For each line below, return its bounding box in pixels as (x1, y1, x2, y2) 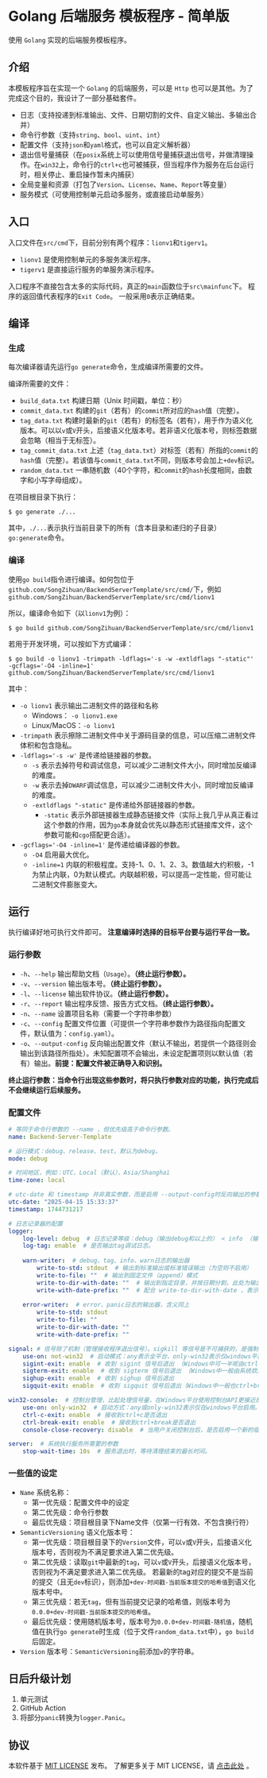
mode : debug (8, 1154, 48, 1163)
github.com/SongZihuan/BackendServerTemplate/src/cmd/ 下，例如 (8, 584, 222, 594)
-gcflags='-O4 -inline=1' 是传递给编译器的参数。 (19, 839, 184, 849)
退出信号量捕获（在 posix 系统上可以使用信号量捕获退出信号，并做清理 (19, 149, 247, 159)
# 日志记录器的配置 (8, 1219, 64, 1228)
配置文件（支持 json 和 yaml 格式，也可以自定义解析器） (19, 140, 195, 149)
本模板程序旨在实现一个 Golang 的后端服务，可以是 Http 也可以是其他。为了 (8, 83, 254, 92)
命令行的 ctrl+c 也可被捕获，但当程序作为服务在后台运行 (72, 160, 254, 169)
